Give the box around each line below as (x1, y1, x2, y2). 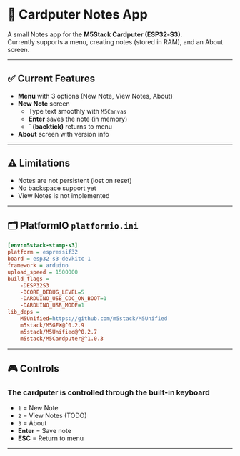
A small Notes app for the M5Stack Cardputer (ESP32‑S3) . (7, 30, 183, 39)
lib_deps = (7, 309, 40, 316)
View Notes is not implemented (17, 191, 110, 199)
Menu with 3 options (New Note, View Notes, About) (17, 91, 174, 100)
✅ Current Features (7, 73, 96, 85)
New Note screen (17, 99, 70, 108)
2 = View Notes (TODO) (17, 411, 87, 420)
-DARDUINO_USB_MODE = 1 (20, 302, 84, 309)
